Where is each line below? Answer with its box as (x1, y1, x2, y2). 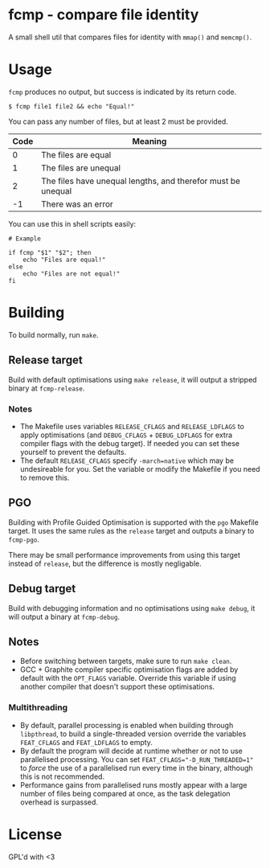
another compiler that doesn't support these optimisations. (19, 682, 215, 692)
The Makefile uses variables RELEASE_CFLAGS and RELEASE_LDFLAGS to (19, 421, 245, 431)
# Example (8, 235, 42, 243)
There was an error (41, 199, 114, 210)
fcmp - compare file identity (8, 6, 199, 24)
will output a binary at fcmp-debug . (8, 612, 121, 621)
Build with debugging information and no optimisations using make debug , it (8, 603, 256, 612)
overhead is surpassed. (19, 797, 99, 807)
